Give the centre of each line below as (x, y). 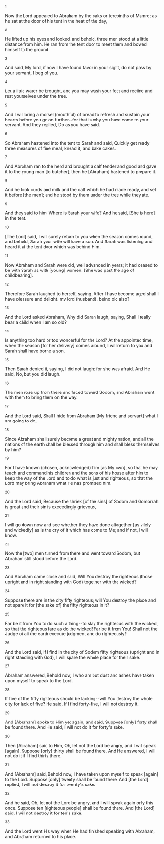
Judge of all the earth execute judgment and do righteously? (66, 634)
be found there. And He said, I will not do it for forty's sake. (65, 727)
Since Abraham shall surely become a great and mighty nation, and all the (80, 439)
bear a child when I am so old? (36, 322)
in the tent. (16, 218)
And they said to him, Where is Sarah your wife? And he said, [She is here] (80, 213)
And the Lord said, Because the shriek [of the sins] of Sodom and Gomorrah (82, 501)
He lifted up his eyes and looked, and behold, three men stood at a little (77, 39)
